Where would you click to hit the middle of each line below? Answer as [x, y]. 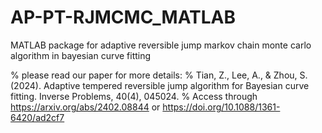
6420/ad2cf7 [37, 117]
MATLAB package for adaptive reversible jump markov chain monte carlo [161, 45]
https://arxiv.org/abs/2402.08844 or [85, 107]
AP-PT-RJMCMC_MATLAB [123, 17]
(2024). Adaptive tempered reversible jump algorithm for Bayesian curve [160, 85]
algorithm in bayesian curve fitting [81, 55]
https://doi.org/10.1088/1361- [221, 107]
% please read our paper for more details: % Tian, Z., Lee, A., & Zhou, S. [159, 75]
